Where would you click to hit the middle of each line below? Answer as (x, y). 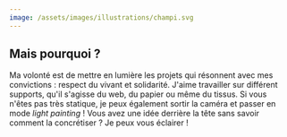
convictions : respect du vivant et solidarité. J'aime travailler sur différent (144, 85)
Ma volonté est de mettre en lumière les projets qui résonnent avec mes (141, 75)
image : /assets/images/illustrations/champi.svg (101, 17)
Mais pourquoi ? (55, 54)
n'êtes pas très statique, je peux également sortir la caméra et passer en (143, 104)
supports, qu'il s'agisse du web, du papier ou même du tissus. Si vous (138, 94)
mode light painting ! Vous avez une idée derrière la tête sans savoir (135, 114)
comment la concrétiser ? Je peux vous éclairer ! (99, 123)
